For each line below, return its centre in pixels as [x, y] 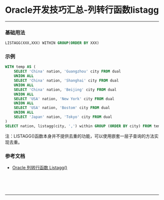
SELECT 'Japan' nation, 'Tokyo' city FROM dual [63, 117]
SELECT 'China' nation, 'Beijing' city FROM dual [65, 89]
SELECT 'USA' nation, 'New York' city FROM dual [64, 99]
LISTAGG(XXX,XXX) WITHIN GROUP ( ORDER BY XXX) [52, 43]
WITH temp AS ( [20, 67]
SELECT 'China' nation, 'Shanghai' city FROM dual [66, 81]
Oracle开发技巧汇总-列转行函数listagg [82, 10]
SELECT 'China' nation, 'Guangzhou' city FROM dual [67, 71]
